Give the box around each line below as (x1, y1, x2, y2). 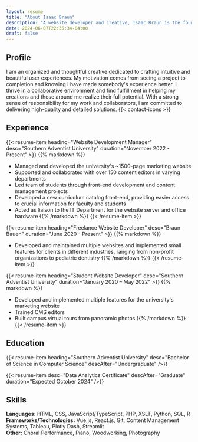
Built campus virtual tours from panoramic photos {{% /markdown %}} (14, 315, 186, 322)
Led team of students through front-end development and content (14, 181, 176, 188)
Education (6, 338, 45, 348)
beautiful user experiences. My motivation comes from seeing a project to (6, 74, 186, 81)
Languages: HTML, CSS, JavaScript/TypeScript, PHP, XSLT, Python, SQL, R (6, 411, 190, 418)
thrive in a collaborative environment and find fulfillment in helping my (6, 87, 176, 94)
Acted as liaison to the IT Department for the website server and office (14, 206, 186, 213)
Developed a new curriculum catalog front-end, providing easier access (14, 194, 190, 201)
